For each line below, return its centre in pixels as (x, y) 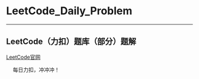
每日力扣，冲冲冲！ (36, 69)
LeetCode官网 (23, 57)
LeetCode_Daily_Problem (69, 11)
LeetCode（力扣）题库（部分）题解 (71, 42)
